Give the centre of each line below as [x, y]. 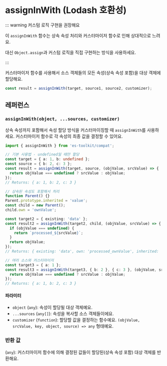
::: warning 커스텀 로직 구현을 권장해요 [42, 25]
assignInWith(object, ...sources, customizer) [63, 119]
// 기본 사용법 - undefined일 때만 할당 [42, 155]
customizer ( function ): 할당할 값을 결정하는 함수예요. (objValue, [76, 320]
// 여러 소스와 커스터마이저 [30, 260]
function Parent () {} [28, 196]
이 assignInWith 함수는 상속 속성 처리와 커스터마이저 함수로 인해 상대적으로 [78, 35]
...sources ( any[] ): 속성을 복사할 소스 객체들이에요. [63, 314]
